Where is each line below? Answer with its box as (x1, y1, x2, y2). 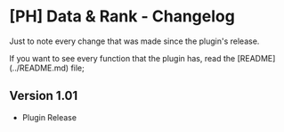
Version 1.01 (9, 88, 78, 103)
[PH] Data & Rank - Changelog (9, 6, 236, 27)
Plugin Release (21, 111, 77, 122)
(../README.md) (9, 62, 69, 73)
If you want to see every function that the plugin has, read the (9, 53, 236, 63)
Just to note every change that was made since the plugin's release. (9, 36, 260, 46)
